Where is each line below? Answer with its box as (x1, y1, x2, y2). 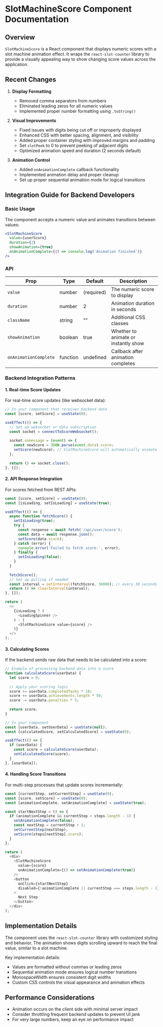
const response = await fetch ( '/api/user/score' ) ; (17, 527, 123, 532)
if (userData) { (9, 743, 42, 748)
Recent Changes (5, 75, 57, 84)
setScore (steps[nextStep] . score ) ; (14, 832, 83, 836)
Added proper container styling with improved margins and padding (19, 137, 155, 143)
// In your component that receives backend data (5, 407, 108, 412)
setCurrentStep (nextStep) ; (14, 827, 68, 832)
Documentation (5, 14, 69, 25)
